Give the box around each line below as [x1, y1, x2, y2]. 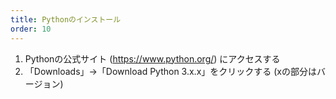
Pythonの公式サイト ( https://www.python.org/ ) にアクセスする [24, 52, 281, 65]
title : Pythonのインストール [10, 14, 122, 25]
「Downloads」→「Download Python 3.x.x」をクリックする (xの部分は [24, 65, 317, 77]
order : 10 [10, 24, 52, 34]
